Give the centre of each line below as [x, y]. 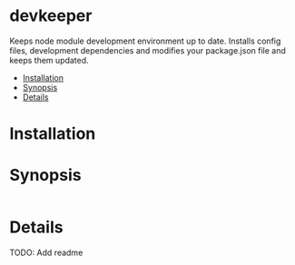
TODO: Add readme [46, 252]
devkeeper [51, 16]
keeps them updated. [49, 60]
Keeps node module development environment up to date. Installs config [145, 41]
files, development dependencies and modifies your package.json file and [147, 50]
